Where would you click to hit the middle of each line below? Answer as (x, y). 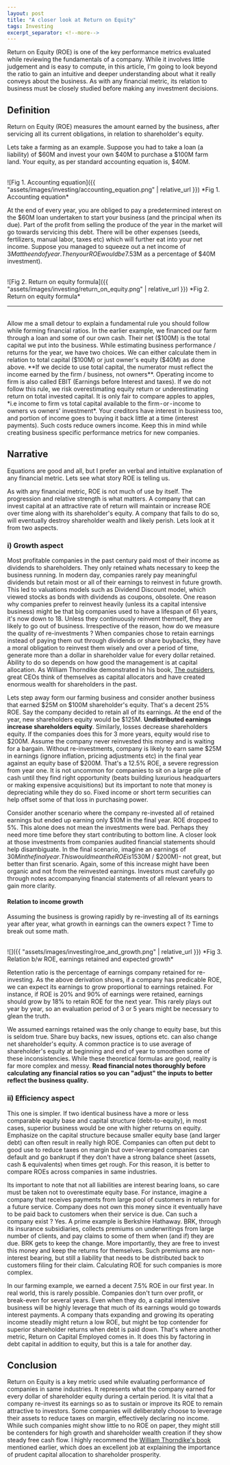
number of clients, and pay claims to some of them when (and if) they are (111, 1236)
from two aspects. (33, 527)
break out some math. (38, 931)
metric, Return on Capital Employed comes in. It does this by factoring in (109, 1336)
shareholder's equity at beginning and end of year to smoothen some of (108, 1051)
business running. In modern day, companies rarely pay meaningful (102, 575)
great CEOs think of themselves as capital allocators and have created (106, 677)
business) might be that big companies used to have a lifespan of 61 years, (113, 612)
